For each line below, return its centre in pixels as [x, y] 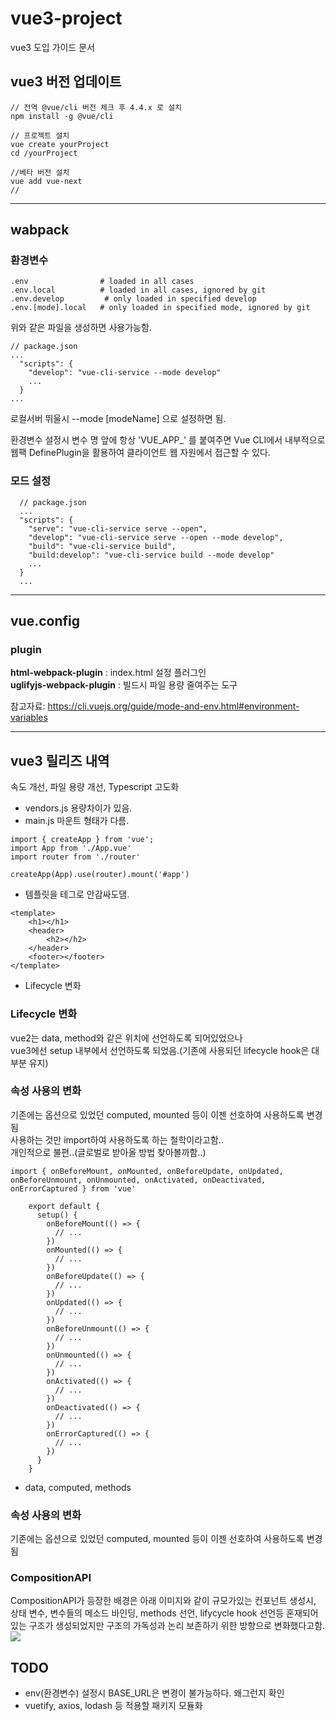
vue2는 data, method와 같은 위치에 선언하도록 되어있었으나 [126, 1038]
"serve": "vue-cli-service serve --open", [118, 528]
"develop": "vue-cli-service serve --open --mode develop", [156, 537]
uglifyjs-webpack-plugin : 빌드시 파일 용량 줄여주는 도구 [124, 685]
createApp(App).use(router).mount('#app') [100, 875]
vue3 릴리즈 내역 [60, 760]
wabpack [40, 230]
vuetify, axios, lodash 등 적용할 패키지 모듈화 [113, 1706]
